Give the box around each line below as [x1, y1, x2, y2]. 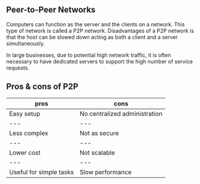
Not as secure [80, 129, 119, 137]
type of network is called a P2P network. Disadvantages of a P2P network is [6, 27, 195, 34]
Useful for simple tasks [9, 168, 74, 176]
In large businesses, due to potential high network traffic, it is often [6, 51, 171, 59]
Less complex [9, 129, 49, 137]
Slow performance [80, 168, 132, 176]
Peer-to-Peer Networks [6, 5, 96, 15]
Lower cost [9, 148, 41, 156]
